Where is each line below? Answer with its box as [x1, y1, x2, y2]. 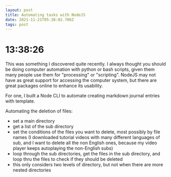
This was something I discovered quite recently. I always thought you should [5, 61, 166, 67]
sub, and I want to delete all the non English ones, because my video [12, 140, 157, 146]
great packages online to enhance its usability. [5, 83, 103, 89]
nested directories [12, 167, 52, 173]
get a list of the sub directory [12, 124, 74, 130]
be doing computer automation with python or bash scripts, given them [5, 66, 155, 72]
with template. [5, 98, 35, 104]
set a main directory [12, 118, 55, 124]
